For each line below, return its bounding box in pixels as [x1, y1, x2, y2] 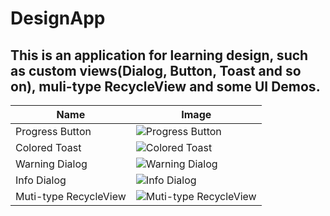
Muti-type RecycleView [15, 190, 127, 203]
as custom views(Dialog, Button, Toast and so [10, 62, 302, 79]
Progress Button [15, 125, 92, 138]
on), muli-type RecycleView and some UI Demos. [10, 78, 321, 95]
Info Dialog [15, 173, 67, 187]
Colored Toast [15, 141, 82, 154]
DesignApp [10, 7, 106, 30]
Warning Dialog [15, 157, 88, 171]
